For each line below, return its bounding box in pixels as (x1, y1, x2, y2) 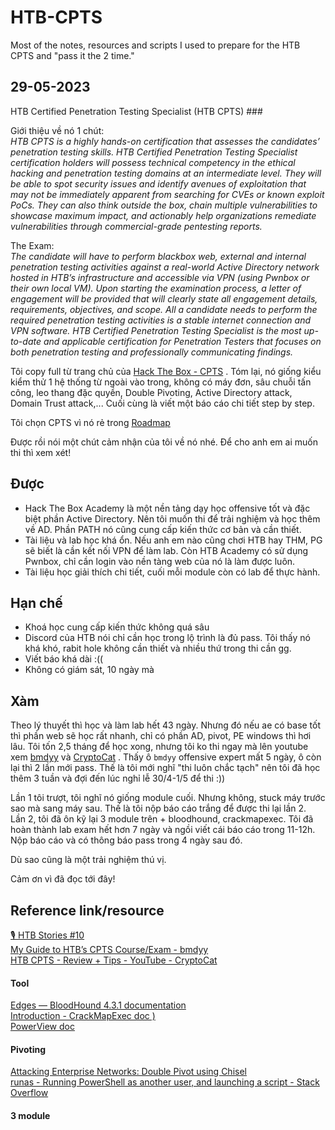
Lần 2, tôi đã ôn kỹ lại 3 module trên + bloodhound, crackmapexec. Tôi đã (10, 813, 314, 825)
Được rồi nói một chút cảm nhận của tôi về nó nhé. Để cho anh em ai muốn (10, 436, 318, 448)
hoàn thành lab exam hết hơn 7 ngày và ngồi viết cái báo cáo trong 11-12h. (10, 824, 316, 836)
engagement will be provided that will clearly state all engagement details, (10, 292, 318, 305)
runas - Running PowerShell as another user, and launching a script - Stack (10, 1076, 320, 1088)
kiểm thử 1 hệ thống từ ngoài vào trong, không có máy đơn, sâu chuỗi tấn (10, 376, 312, 388)
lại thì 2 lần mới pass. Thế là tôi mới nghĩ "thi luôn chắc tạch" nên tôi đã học (10, 762, 321, 774)
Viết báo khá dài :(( (24, 653, 104, 665)
